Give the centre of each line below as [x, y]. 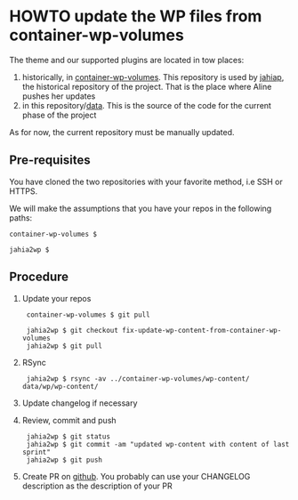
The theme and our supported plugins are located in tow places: [127, 60]
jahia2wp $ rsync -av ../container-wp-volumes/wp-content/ [138, 379]
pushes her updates [59, 96]
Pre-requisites [50, 161]
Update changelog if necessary [80, 403]
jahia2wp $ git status [68, 436]
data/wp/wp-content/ [60, 386]
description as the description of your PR [97, 486]
